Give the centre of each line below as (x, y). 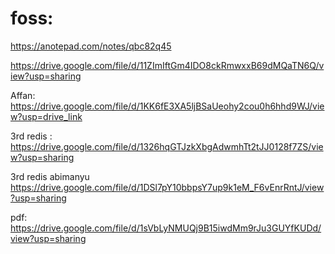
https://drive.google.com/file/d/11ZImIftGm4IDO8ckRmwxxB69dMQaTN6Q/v (167, 65)
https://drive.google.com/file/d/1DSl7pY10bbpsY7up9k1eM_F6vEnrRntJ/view (167, 187)
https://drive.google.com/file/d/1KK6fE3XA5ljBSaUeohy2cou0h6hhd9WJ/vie (167, 106)
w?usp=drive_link (46, 116)
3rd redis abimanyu (50, 176)
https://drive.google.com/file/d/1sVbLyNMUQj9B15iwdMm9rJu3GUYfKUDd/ (166, 228)
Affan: (23, 95)
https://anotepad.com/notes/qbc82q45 (91, 46)
